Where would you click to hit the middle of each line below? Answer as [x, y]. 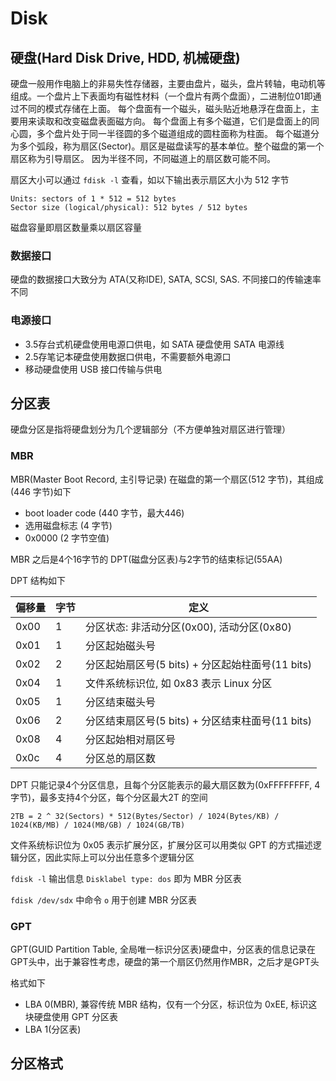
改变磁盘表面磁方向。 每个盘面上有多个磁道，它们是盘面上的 [186, 121]
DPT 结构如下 [38, 580]
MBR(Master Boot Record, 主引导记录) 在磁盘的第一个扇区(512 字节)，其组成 [167, 479]
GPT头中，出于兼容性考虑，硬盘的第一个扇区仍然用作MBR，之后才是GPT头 [165, 961]
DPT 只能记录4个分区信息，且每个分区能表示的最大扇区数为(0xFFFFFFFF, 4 [165, 784]
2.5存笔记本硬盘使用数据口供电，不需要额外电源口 [128, 356]
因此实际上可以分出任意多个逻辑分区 [119, 857]
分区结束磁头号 [121, 702]
